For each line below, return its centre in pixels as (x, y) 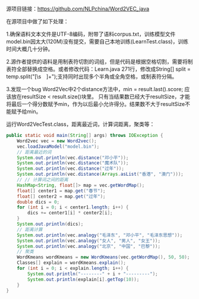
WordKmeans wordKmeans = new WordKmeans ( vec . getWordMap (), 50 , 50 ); (103, 257)
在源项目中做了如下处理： (37, 21)
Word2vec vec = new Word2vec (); (57, 141)
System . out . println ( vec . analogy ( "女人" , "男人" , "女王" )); (89, 241)
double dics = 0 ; (38, 202)
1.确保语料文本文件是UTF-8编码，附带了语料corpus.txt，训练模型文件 (91, 34)
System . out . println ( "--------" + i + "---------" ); (93, 274)
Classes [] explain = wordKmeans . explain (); (72, 263)
